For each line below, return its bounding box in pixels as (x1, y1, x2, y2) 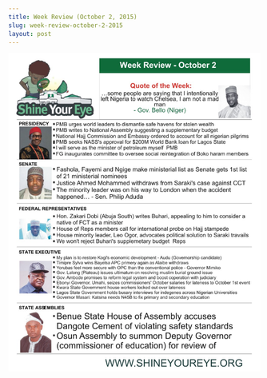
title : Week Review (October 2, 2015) (8, 13, 137, 21)
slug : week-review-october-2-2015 (8, 21, 124, 30)
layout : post (8, 30, 52, 38)
